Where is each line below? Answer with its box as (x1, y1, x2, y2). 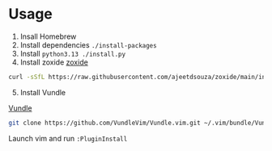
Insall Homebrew (19, 31, 77, 41)
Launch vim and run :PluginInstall (8, 133, 128, 143)
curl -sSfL (8, 73, 45, 81)
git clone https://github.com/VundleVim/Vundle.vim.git (8, 119, 201, 127)
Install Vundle (19, 87, 66, 97)
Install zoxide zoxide (19, 57, 89, 67)
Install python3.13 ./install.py (19, 48, 126, 58)
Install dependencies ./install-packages (19, 40, 157, 49)
